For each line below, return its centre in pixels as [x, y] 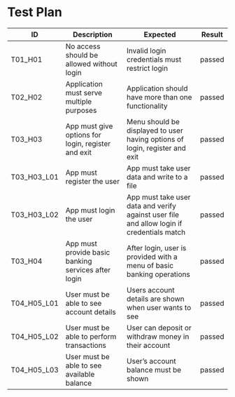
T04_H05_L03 [35, 370]
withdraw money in [158, 336]
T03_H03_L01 [35, 177]
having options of [155, 139]
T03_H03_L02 [35, 215]
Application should [157, 88]
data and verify [151, 206]
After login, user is [157, 248]
